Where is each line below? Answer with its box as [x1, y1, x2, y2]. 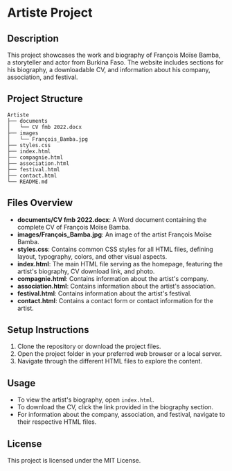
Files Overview [7, 197, 73, 209]
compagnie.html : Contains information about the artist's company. [17, 274, 209, 282]
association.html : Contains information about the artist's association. [17, 282, 216, 290]
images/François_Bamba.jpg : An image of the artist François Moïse [17, 230, 213, 239]
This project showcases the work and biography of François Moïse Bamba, [7, 51, 221, 59]
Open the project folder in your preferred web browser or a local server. [17, 350, 222, 358]
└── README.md [7, 178, 48, 185]
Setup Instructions [7, 324, 89, 336]
